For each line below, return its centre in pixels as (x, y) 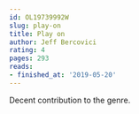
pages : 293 (29, 58)
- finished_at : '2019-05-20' (63, 75)
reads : (21, 67)
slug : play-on (35, 26)
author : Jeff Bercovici (53, 42)
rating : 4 (27, 50)
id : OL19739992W (39, 17)
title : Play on (37, 34)
